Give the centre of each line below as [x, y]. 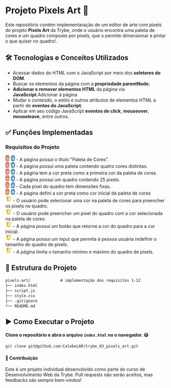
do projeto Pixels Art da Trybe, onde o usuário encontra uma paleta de [80, 30]
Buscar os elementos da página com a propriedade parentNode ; [81, 84]
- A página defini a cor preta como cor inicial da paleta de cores [83, 193]
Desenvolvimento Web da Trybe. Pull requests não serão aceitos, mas [79, 375]
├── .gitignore [22, 301]
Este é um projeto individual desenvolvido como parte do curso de [75, 370]
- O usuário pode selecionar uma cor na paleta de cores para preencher [89, 200]
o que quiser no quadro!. [31, 41]
